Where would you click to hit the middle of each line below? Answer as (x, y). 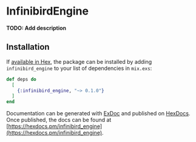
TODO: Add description (36, 28)
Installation (28, 47)
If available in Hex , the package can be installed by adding (79, 61)
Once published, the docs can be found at (59, 120)
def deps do (21, 79)
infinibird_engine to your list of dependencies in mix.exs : (79, 68)
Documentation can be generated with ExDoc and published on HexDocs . (98, 113)
